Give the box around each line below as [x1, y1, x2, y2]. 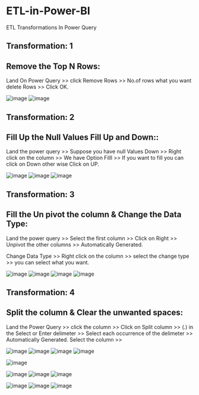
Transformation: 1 [6, 41, 73, 51]
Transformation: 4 [6, 287, 75, 298]
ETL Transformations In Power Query [6, 24, 97, 31]
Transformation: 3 [6, 189, 75, 200]
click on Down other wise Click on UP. [6, 160, 100, 168]
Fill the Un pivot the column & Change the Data [6, 210, 182, 220]
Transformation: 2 [6, 112, 75, 122]
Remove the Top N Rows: [6, 61, 100, 71]
